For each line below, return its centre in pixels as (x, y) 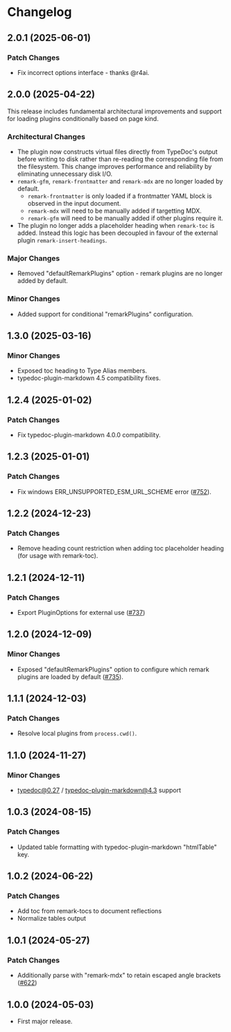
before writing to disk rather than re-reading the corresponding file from (120, 159)
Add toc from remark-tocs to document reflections (89, 911)
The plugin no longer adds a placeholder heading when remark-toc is (116, 225)
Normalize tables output (52, 919)
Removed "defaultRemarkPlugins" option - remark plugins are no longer (120, 273)
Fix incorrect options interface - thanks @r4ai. (83, 72)
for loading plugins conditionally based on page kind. (83, 118)
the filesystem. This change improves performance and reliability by (114, 166)
